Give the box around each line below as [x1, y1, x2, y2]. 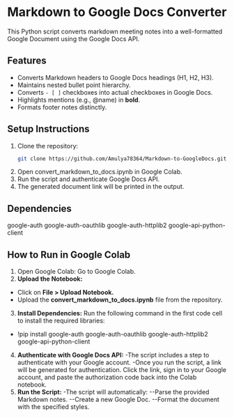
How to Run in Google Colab [7, 249, 131, 261]
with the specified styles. [17, 403, 90, 411]
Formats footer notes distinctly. [17, 102, 107, 111]
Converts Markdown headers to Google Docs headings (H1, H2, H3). [17, 73, 214, 82]
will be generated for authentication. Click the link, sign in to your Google [17, 366, 226, 374]
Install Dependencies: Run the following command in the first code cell [17, 309, 223, 318]
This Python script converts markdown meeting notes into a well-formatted [7, 27, 223, 36]
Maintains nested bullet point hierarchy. [17, 81, 131, 89]
